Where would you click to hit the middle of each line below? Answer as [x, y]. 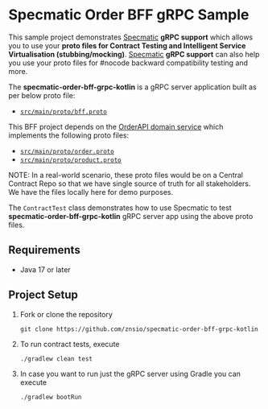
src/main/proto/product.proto [71, 160]
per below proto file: [42, 95]
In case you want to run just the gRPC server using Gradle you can [130, 374]
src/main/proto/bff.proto [63, 112]
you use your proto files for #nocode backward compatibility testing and [128, 63]
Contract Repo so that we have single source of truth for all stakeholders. [130, 184]
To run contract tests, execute [70, 344]
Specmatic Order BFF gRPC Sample [129, 15]
